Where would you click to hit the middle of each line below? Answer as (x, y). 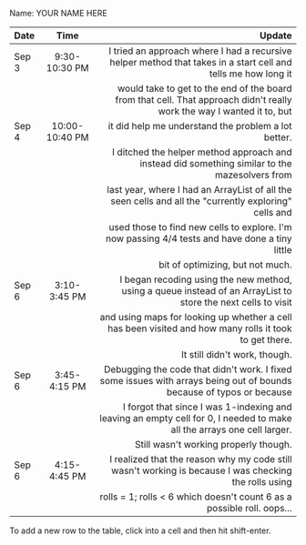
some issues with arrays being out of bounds (196, 381)
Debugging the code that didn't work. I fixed (198, 369)
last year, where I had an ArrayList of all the (199, 190)
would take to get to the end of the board (204, 88)
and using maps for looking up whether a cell (196, 317)
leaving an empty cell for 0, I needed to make (196, 418)
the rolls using (262, 482)
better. (278, 137)
